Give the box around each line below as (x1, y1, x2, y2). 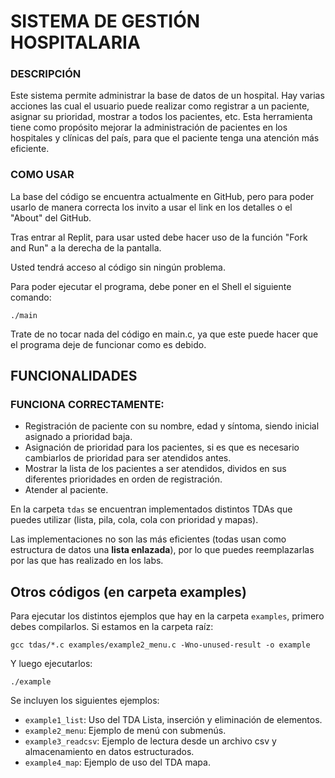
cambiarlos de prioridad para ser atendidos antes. (24, 452, 232, 464)
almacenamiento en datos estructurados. (24, 746, 195, 758)
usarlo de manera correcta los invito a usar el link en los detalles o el (10, 201, 293, 213)
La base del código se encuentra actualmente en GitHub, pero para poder (10, 190, 315, 202)
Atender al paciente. (24, 484, 109, 496)
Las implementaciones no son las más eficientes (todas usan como (10, 533, 287, 545)
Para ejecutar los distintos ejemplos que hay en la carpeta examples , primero (10, 610, 325, 622)
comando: (10, 291, 52, 303)
